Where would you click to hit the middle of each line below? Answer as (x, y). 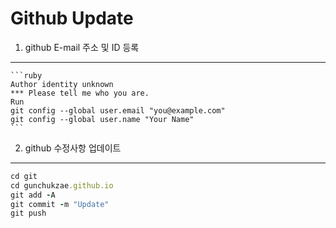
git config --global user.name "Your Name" (102, 119)
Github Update (72, 18)
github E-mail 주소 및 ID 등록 (82, 47)
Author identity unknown (62, 84)
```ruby (26, 75)
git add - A (33, 195)
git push (28, 213)
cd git (24, 176)
